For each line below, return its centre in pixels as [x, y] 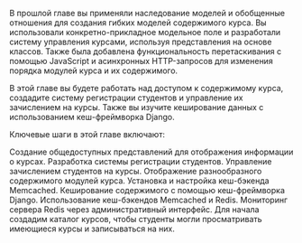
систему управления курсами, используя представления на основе [141, 42]
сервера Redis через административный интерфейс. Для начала [134, 210]
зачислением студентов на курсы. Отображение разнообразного [136, 171]
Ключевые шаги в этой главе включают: [87, 134]
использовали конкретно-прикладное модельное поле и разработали [145, 32]
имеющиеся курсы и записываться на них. [92, 229]
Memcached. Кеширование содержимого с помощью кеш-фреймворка [147, 190]
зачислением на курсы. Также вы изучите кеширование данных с [137, 107]
